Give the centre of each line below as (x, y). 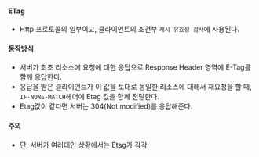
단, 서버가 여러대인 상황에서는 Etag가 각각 (83, 145)
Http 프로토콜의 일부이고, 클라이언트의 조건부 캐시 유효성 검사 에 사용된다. (129, 29)
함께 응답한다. (41, 77)
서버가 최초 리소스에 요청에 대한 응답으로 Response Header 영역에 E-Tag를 (135, 67)
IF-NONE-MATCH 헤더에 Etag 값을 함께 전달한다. (89, 97)
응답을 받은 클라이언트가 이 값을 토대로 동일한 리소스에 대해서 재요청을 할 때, (136, 87)
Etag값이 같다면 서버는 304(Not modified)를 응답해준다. (106, 106)
